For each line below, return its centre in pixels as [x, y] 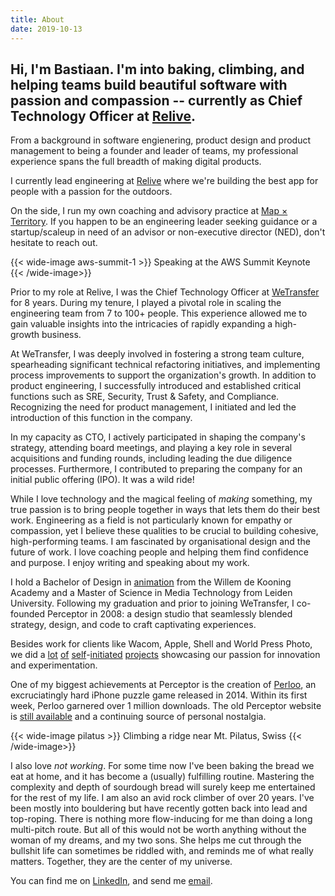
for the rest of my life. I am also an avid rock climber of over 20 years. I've [162, 798]
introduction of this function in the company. [101, 418]
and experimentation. [54, 665]
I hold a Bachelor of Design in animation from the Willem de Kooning [151, 582]
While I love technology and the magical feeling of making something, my [161, 499]
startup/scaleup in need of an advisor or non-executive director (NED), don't [168, 232]
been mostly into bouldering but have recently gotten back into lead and [159, 808]
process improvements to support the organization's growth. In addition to [163, 375]
